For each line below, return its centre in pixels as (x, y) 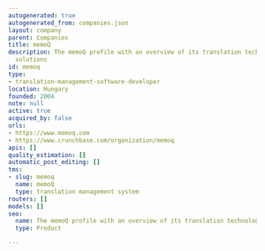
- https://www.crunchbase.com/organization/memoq (91, 140)
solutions (31, 60)
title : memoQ (30, 45)
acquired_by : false (40, 118)
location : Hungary (38, 89)
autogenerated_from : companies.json (68, 23)
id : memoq (24, 67)
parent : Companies (38, 37)
